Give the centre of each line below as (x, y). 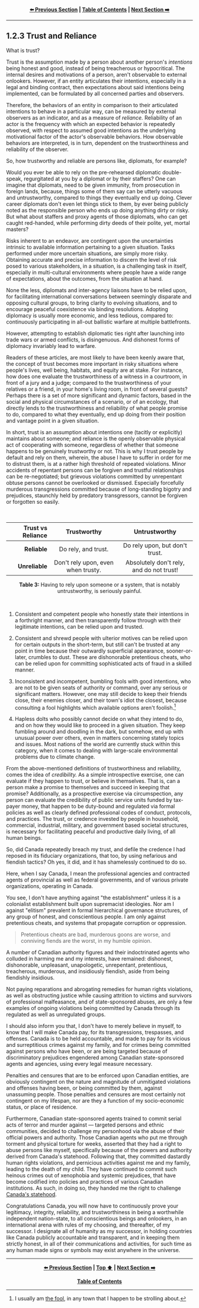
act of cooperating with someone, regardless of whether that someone (92, 445)
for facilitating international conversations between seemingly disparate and (99, 296)
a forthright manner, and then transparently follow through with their (98, 620)
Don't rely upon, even (84, 562)
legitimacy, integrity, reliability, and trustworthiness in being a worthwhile (95, 1212)
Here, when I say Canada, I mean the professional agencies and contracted (98, 874)
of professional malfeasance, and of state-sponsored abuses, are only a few (99, 1002)
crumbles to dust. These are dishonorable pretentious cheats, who (110, 657)
